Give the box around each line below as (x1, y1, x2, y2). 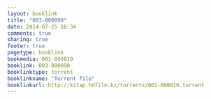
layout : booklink (7, 10, 58, 17)
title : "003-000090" (7, 17, 68, 24)
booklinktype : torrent (7, 68, 73, 75)
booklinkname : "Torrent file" (7, 75, 96, 82)
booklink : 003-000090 (7, 62, 71, 69)
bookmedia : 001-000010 (7, 56, 73, 63)
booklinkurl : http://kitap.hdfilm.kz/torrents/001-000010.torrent (7, 82, 205, 89)
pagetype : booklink (7, 49, 64, 56)
